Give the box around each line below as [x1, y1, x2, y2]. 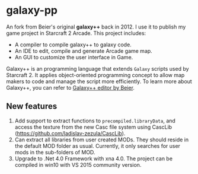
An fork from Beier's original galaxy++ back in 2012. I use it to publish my [6, 23, 186, 30]
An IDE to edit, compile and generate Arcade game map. [14, 47, 152, 54]
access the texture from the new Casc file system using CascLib [14, 123, 173, 131]
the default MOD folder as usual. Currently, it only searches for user [14, 142, 181, 149]
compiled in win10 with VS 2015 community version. [14, 161, 142, 168]
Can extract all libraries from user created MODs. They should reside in [14, 136, 189, 143]
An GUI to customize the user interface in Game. [14, 53, 133, 61]
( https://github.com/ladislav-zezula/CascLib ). [14, 129, 126, 137]
